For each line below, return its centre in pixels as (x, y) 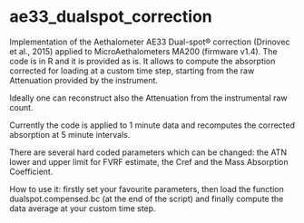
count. (21, 107)
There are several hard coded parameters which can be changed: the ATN (148, 152)
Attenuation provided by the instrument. (84, 80)
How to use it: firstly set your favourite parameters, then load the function (147, 189)
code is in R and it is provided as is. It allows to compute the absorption (142, 61)
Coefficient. (31, 171)
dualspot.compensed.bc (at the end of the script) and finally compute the (147, 199)
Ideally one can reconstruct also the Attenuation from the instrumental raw (148, 98)
